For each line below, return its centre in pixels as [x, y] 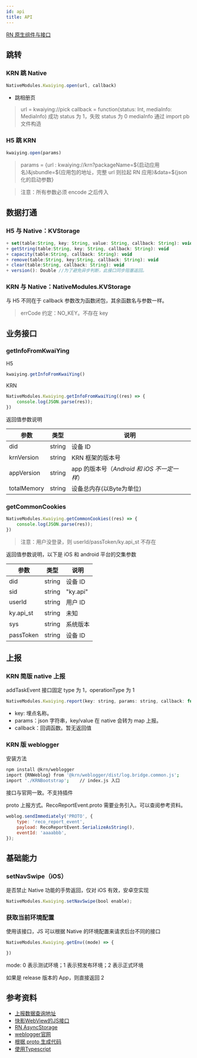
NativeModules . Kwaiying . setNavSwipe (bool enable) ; [69, 901]
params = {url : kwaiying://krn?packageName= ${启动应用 [90, 165]
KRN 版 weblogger [33, 745]
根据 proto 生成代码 [38, 1042]
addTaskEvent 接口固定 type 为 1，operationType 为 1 [70, 690]
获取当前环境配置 [30, 917]
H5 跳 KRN [21, 140]
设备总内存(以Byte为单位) [106, 488]
